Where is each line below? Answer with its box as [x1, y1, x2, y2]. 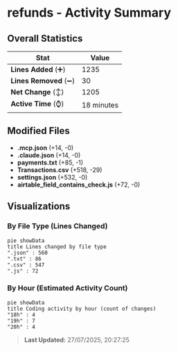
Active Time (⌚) [10, 99, 64, 108]
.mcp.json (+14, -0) [17, 144, 74, 152]
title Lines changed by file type [7, 243, 107, 250]
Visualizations [7, 200, 71, 212]
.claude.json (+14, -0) [17, 151, 81, 159]
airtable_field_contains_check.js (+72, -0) [17, 180, 141, 189]
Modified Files [7, 125, 71, 137]
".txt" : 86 [7, 255, 42, 262]
